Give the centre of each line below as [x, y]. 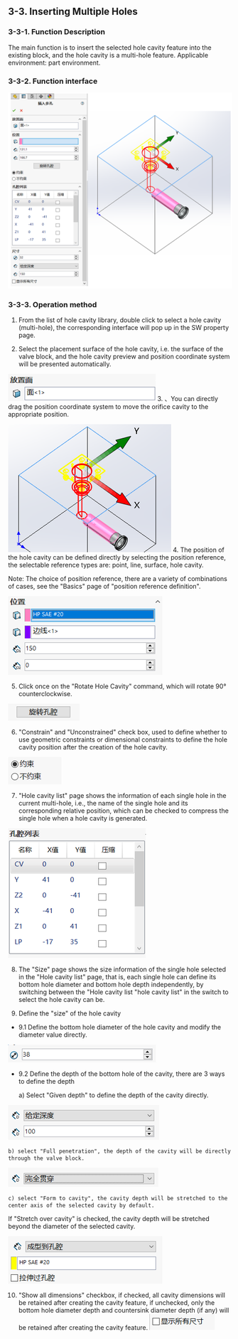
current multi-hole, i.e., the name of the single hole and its [103, 804]
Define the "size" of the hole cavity [70, 1013]
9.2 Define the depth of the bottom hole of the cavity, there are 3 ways [121, 1074]
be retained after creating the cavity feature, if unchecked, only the [117, 1303]
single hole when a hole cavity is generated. [83, 818]
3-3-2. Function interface [53, 81]
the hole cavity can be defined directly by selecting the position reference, [117, 558]
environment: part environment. [54, 63]
